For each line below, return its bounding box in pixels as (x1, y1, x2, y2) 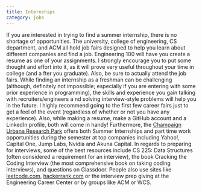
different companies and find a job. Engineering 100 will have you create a (6, 50, 191, 57)
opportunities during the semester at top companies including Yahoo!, (6, 133, 180, 141)
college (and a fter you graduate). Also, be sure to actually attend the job (6, 69, 187, 77)
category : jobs (6, 14, 45, 21)
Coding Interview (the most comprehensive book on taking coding (6, 159, 171, 167)
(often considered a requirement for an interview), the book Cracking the (6, 153, 187, 160)
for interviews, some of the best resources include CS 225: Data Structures (6, 146, 193, 154)
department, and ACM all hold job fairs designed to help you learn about (6, 43, 186, 51)
